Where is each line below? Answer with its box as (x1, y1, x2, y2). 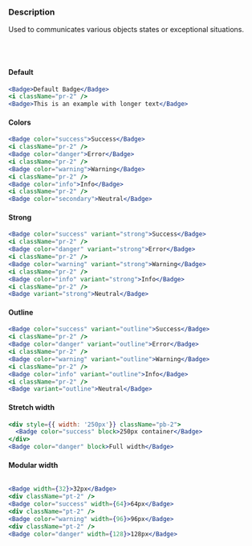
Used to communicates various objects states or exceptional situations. (8, 25, 245, 35)
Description (8, 6, 55, 18)
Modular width (8, 460, 59, 470)
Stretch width (8, 402, 55, 412)
